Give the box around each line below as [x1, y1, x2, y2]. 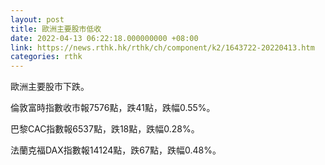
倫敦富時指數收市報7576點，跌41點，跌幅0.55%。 [10, 102, 216, 114]
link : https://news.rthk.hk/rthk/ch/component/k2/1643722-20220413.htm [10, 42, 315, 53]
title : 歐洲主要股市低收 [10, 24, 102, 34]
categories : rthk [10, 52, 83, 62]
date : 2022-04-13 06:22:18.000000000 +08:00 [10, 33, 199, 43]
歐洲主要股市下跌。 [10, 81, 90, 93]
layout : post [10, 14, 65, 25]
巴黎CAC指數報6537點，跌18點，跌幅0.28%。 [10, 123, 200, 135]
